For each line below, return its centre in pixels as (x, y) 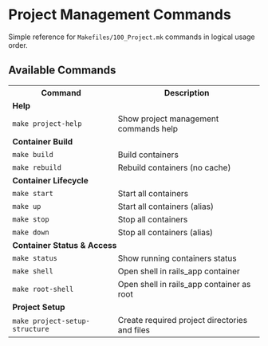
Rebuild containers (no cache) (174, 167)
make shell (33, 271)
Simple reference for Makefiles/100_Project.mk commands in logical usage (132, 37)
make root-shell (43, 289)
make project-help (47, 124)
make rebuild (37, 167)
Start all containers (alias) (166, 206)
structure (31, 329)
